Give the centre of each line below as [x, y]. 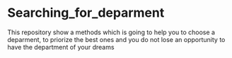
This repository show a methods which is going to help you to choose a [111, 32]
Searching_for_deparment [86, 13]
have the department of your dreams [61, 47]
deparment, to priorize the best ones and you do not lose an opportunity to [116, 39]
